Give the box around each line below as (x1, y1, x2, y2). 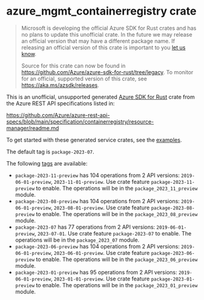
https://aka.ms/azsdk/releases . (21, 81, 99, 89)
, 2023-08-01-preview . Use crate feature (51, 204, 150, 211)
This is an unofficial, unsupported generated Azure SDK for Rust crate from (6, 93, 195, 100)
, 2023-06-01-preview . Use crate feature (51, 249, 150, 256)
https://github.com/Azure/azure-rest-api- (6, 111, 110, 119)
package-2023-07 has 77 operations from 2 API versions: (15, 223, 155, 231)
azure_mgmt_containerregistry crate (6, 4, 197, 18)
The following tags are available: (6, 159, 88, 167)
